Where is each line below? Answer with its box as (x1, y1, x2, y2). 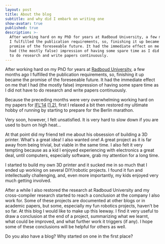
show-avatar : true (5, 21, 43, 26)
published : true (5, 26, 38, 30)
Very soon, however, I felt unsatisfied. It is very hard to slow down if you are (5, 117, 159, 123)
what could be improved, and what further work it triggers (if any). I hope (5, 218, 153, 224)
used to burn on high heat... (5, 122, 61, 128)
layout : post (5, 7, 32, 12)
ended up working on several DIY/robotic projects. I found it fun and (5, 167, 143, 173)
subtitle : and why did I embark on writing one (5, 16, 105, 21)
